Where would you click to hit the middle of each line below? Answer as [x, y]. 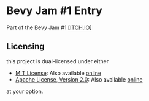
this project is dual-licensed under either [58, 61]
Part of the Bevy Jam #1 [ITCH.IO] [49, 27]
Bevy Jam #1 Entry [55, 11]
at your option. [25, 91]
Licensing [25, 47]
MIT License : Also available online [58, 73]
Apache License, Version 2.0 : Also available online [79, 79]
